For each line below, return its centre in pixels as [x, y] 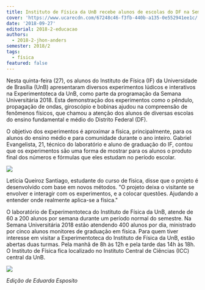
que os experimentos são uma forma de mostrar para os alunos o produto [99, 151]
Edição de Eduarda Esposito [42, 280]
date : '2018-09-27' [31, 23]
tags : [13, 52]
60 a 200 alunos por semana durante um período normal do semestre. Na [99, 218]
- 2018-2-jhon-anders [39, 40]
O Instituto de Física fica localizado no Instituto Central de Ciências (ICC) [98, 250]
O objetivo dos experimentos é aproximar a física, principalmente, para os [99, 131]
